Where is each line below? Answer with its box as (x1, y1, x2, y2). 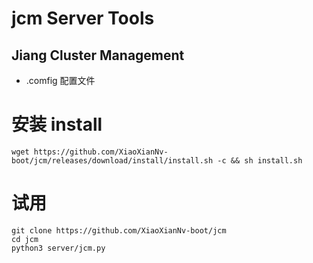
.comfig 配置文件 (25, 75, 96, 86)
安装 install (11, 113, 103, 136)
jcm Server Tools (11, 7, 155, 30)
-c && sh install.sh (217, 155, 303, 166)
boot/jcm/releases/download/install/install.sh (11, 155, 214, 166)
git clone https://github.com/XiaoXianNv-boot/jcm (11, 225, 227, 236)
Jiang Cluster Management (11, 47, 185, 64)
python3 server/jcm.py (11, 243, 106, 253)
